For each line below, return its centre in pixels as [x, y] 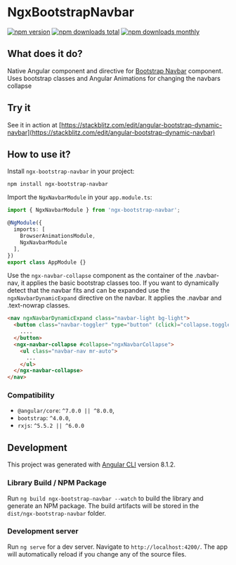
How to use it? [39, 154]
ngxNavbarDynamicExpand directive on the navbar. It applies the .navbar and [114, 298]
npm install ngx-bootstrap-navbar [58, 184]
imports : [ [29, 229]
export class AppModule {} [47, 262]
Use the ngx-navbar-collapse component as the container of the [100, 276]
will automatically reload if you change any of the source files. [97, 554]
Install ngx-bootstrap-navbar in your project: [71, 171]
